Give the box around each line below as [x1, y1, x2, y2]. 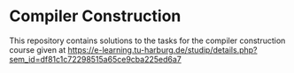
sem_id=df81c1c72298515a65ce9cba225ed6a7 [9, 54, 182, 64]
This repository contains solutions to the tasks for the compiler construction [9, 35, 286, 46]
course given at [9, 44, 66, 55]
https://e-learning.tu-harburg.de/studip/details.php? [67, 44, 258, 55]
